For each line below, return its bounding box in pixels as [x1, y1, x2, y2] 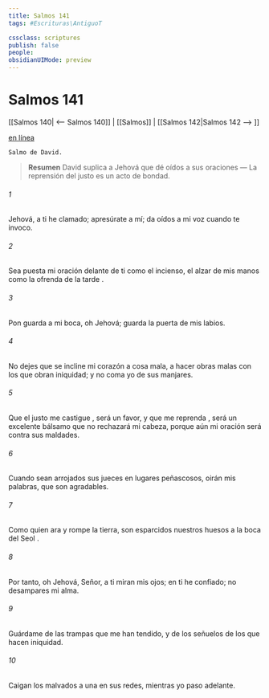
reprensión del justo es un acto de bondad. [27, 170, 170, 181]
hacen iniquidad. [8, 637, 63, 647]
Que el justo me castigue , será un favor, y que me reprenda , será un [8, 413, 238, 422]
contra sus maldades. [8, 430, 80, 439]
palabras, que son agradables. [8, 482, 109, 492]
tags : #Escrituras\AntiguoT [8, 19, 103, 27]
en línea [8, 133, 35, 142]
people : [8, 49, 35, 57]
